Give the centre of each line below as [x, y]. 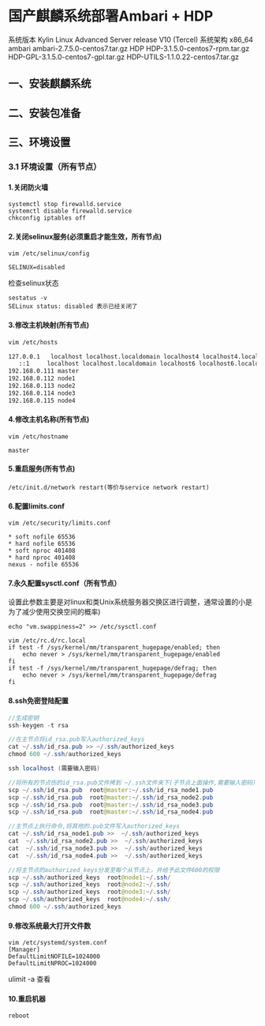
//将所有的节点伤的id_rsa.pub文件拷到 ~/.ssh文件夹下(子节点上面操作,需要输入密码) [132, 783]
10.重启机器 [27, 998]
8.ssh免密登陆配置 [38, 701]
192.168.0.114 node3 [42, 393]
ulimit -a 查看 [30, 979]
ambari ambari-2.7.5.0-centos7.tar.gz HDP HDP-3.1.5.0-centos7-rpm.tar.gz [129, 48]
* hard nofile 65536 [42, 544]
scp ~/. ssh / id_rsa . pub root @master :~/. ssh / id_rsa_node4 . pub [111, 812]
